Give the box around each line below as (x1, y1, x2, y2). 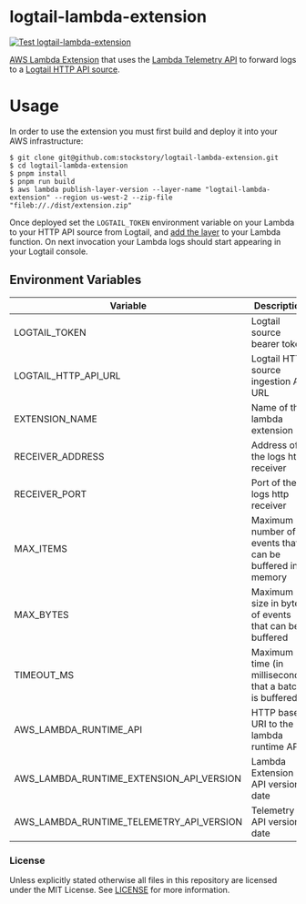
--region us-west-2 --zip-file (54, 193, 173, 202)
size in (250, 596, 280, 609)
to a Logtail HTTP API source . (9, 64, 120, 75)
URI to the (250, 717, 294, 730)
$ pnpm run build (9, 177, 76, 186)
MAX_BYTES (14, 608, 70, 621)
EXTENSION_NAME (14, 412, 97, 425)
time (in (250, 657, 284, 670)
